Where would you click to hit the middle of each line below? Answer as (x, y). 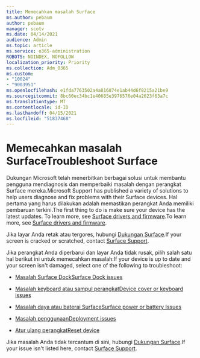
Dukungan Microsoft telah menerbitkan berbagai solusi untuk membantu (96, 178)
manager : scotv (25, 29)
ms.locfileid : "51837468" (39, 118)
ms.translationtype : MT (36, 101)
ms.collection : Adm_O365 (37, 68)
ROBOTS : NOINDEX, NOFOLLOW (40, 57)
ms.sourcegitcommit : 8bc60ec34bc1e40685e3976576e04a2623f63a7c (87, 96)
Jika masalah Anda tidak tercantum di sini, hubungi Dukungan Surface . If (96, 342)
